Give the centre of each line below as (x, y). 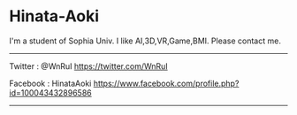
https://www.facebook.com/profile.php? (166, 83)
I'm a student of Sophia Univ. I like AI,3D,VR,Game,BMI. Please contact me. (145, 41)
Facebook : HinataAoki (50, 83)
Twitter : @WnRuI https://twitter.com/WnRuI (88, 66)
